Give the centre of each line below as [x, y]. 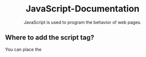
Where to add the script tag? [50, 38]
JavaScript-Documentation [83, 9]
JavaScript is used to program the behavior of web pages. [83, 22]
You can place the [23, 49]
